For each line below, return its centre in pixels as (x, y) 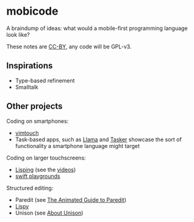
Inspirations (30, 66)
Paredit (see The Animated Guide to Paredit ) (71, 199)
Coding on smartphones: (38, 121)
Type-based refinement (45, 80)
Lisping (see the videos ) (45, 169)
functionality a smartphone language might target (77, 146)
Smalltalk (27, 87)
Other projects (34, 106)
